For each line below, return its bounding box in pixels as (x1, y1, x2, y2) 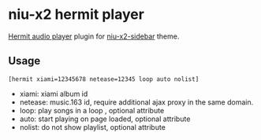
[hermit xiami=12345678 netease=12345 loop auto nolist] (8, 75, 199, 83)
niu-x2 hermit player (8, 6, 144, 24)
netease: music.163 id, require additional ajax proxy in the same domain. (19, 97, 254, 107)
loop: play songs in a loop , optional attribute (19, 105, 165, 115)
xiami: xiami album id (19, 89, 88, 98)
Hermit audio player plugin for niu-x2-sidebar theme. (8, 31, 180, 41)
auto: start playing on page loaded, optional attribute (19, 114, 191, 123)
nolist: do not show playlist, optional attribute (19, 122, 166, 131)
